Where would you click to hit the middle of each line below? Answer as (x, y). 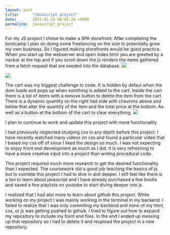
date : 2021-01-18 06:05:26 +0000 (47, 19)
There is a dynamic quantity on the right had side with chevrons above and (83, 101)
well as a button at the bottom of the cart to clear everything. (69, 113)
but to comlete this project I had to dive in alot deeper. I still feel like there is (84, 174)
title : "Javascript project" (42, 15)
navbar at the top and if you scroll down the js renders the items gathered (82, 60)
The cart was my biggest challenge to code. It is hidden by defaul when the (84, 85)
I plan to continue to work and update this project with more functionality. (81, 122)
